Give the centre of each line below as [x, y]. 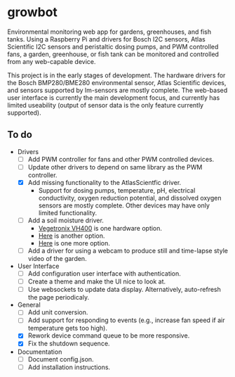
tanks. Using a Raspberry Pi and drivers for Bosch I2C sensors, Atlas [106, 39]
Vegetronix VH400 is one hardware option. [100, 228]
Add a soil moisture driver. [66, 220]
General [29, 305]
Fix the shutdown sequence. [69, 344]
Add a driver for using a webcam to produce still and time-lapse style [128, 251]
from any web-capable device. [52, 61]
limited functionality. [68, 212]
